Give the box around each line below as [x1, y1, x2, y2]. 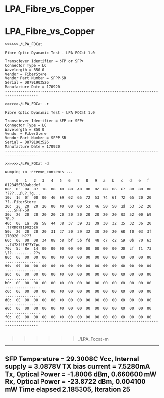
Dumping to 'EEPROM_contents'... [5, 170, 73, 175]
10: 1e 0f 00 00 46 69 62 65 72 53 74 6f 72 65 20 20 [5, 195, 152, 200]
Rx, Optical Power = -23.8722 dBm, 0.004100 [5, 378, 146, 386]
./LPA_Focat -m [78, 336, 109, 342]
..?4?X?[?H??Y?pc [5, 242, 41, 247]
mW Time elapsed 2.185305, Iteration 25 [5, 385, 131, 393]
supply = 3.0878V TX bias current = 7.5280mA [5, 362, 150, 371]
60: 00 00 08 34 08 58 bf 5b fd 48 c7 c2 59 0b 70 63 [5, 238, 152, 243]
